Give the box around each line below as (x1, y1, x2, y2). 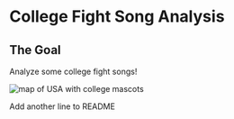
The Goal (9, 42, 61, 58)
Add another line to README (9, 101, 115, 112)
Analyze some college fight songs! (9, 66, 138, 77)
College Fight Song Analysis (9, 6, 225, 27)
